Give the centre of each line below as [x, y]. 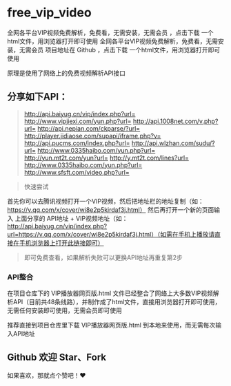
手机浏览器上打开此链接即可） [61, 243]
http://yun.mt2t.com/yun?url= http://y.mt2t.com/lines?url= [107, 158]
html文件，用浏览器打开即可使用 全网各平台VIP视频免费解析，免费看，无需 [113, 41]
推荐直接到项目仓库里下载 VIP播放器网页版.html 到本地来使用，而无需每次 [111, 325]
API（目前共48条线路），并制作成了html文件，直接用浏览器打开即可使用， [117, 302]
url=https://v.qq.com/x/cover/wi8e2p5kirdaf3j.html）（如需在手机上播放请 [111, 234]
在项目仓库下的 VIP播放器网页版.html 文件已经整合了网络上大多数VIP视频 [110, 293]
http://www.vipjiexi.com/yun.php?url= [78, 121]
